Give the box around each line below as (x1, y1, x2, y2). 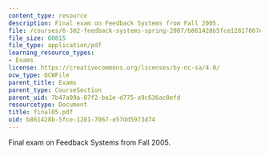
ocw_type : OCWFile (8, 71, 70, 79)
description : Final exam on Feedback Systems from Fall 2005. (8, 19, 220, 27)
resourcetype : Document (8, 101, 88, 109)
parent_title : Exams (8, 78, 78, 86)
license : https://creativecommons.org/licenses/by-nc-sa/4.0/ (8, 64, 220, 72)
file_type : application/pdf (8, 42, 102, 50)
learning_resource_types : (8, 49, 94, 57)
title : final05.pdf (8, 109, 74, 117)
